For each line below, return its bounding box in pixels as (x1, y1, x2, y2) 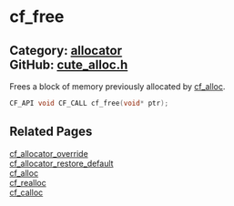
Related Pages (9, 124, 93, 139)
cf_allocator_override (9, 148, 88, 159)
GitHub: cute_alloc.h (9, 57, 128, 72)
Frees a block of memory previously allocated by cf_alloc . (9, 81, 226, 92)
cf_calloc (9, 187, 44, 198)
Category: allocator (9, 43, 123, 58)
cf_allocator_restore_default (9, 158, 114, 169)
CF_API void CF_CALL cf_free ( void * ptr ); (9, 98, 169, 108)
